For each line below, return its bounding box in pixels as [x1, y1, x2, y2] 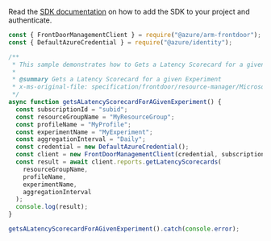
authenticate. [8, 15, 52, 25]
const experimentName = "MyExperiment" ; [15, 128, 153, 136]
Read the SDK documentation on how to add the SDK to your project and [8, 7, 250, 16]
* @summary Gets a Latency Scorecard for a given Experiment [11, 76, 222, 84]
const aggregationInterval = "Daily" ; [15, 135, 147, 143]
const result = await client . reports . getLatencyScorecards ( [15, 158, 222, 166]
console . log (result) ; [15, 203, 89, 211]
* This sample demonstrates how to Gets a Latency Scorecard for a [11, 60, 244, 69]
